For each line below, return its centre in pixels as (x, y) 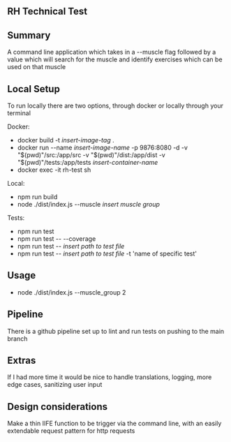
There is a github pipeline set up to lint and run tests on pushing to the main (116, 331)
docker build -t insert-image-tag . (66, 140)
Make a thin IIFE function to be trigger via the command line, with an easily (114, 423)
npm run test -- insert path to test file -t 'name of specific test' (107, 253)
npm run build (37, 197)
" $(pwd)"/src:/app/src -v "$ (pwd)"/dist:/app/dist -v (91, 155)
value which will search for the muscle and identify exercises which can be (115, 59)
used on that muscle (37, 67)
